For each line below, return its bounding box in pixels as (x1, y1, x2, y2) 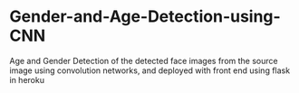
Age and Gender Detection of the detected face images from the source (9, 55, 278, 66)
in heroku (9, 74, 45, 85)
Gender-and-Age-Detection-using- (9, 6, 281, 27)
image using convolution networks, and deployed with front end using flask (9, 65, 291, 76)
